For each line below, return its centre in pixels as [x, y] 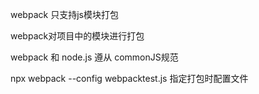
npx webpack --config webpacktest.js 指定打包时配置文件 [129, 78]
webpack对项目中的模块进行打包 [77, 36]
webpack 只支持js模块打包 [64, 14]
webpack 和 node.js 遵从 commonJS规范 [94, 57]
